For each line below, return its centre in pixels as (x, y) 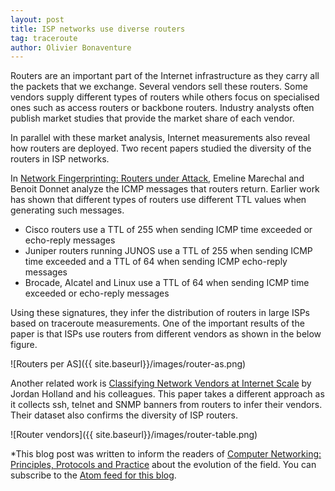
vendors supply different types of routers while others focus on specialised (165, 97)
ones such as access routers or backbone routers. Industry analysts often (162, 108)
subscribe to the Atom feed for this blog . (93, 475)
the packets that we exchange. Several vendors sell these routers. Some (159, 87)
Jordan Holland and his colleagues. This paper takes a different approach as (167, 394)
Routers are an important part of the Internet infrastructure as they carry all (165, 76)
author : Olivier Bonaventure (71, 47)
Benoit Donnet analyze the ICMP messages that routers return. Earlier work (165, 189)
